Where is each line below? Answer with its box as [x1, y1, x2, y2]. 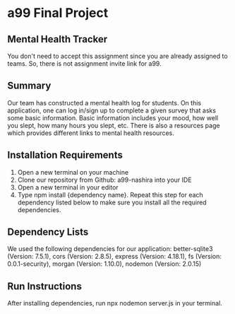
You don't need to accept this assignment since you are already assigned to [7, 52, 228, 60]
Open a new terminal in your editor [17, 182, 119, 192]
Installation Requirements [7, 149, 123, 161]
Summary [7, 80, 52, 92]
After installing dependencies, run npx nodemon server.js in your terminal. [7, 299, 222, 308]
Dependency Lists [7, 226, 89, 238]
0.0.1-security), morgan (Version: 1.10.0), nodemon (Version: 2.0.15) [7, 260, 202, 268]
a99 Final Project [7, 5, 109, 21]
